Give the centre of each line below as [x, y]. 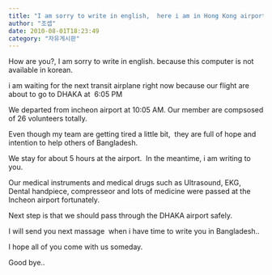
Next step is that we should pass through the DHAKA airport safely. [121, 216]
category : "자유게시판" [44, 38]
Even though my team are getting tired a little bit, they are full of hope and [132, 134]
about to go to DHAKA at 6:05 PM [66, 95]
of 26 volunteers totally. [48, 119]
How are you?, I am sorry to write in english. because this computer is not [131, 61]
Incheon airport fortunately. [54, 200]
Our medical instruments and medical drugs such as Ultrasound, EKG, [125, 183]
